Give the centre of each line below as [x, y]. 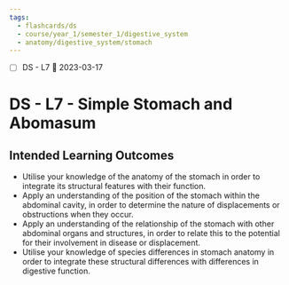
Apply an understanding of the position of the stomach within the [141, 195]
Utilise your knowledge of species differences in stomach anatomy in [148, 252]
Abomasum [53, 123]
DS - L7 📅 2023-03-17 [62, 67]
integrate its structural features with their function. [114, 186]
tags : [19, 17]
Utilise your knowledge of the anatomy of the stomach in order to [141, 177]
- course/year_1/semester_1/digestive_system [103, 34]
